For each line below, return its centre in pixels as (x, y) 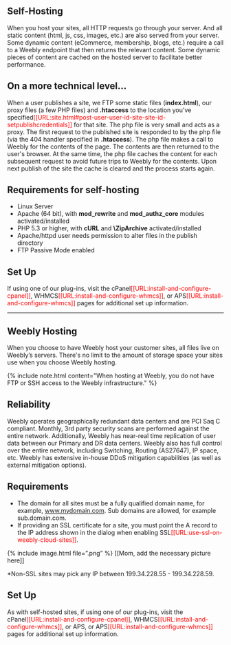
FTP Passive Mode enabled (56, 250)
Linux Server (35, 206)
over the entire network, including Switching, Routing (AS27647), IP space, (113, 450)
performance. (26, 64)
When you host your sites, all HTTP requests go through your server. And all (115, 28)
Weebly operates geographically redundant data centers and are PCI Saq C (114, 421)
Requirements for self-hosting (73, 190)
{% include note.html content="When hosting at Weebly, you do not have (111, 376)
